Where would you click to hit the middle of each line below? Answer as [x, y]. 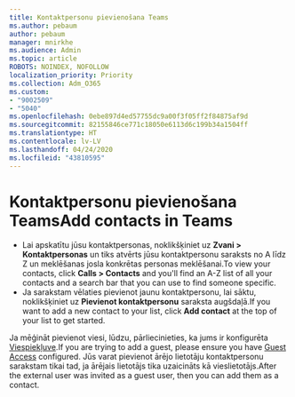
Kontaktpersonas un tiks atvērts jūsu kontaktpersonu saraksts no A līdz [154, 255]
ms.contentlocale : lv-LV [55, 141]
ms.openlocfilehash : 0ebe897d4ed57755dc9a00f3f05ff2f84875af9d [129, 116]
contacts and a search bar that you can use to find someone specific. [149, 283]
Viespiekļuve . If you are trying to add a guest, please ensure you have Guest [148, 347]
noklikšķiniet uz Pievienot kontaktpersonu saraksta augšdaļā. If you [146, 302]
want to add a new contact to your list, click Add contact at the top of [149, 311]
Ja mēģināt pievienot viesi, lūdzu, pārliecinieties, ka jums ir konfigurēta [139, 337]
